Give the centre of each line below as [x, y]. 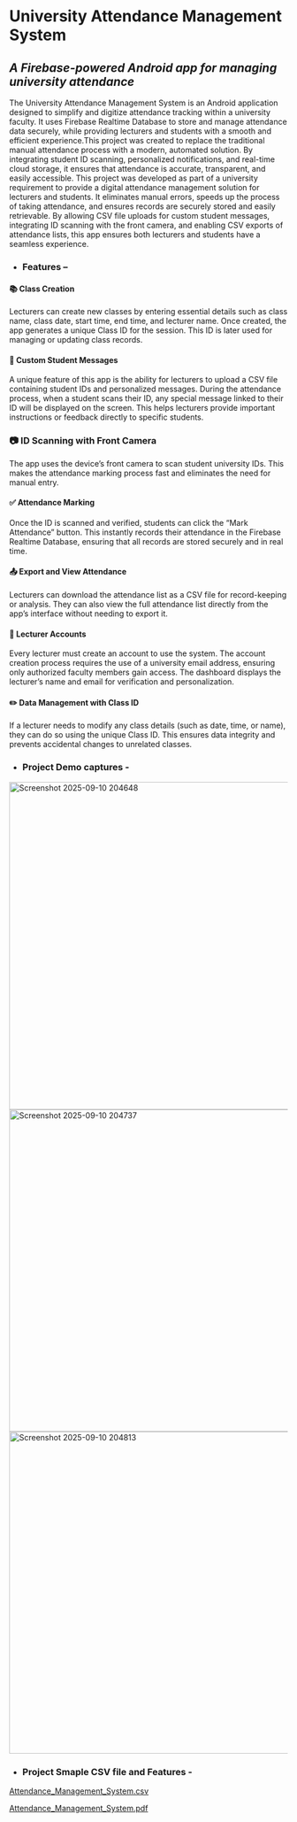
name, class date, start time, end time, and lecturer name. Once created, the [148, 321]
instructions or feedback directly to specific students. [107, 417]
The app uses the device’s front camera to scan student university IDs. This [147, 463]
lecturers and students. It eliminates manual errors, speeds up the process [145, 197]
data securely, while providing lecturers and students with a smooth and [141, 131]
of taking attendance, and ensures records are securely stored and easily [142, 206]
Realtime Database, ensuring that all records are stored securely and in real [146, 541]
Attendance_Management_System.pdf [79, 1809]
